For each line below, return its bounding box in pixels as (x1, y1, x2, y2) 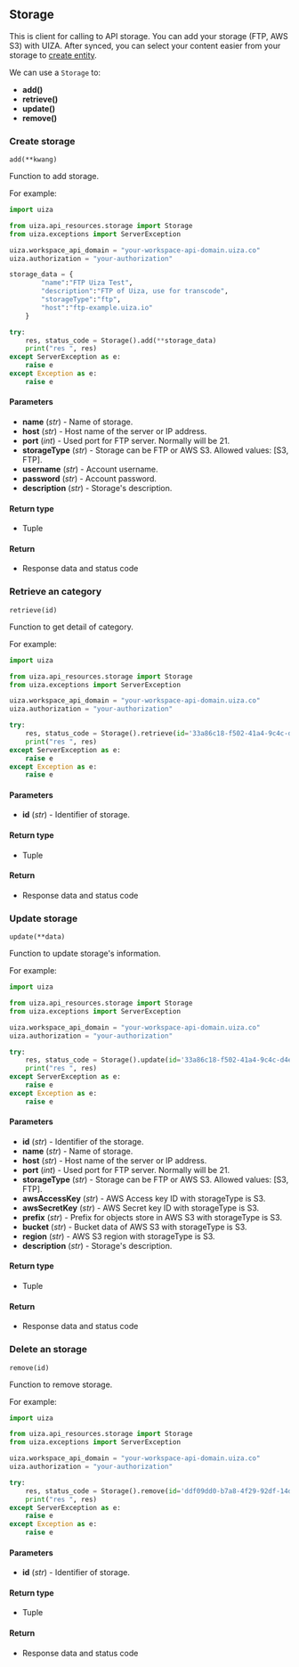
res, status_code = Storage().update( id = (25, 1055, 181, 1064)
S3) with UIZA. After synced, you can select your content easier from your (9, 40, 281, 51)
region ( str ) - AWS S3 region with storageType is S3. (21, 1230, 215, 1242)
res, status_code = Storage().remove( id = (25, 1486, 181, 1496)
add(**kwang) (9, 155, 58, 164)
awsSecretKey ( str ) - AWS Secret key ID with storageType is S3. (21, 1203, 260, 1213)
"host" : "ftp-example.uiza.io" (41, 303, 153, 312)
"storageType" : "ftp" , (41, 295, 122, 304)
